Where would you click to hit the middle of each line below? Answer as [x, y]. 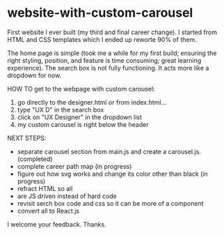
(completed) [35, 159]
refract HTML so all [45, 188]
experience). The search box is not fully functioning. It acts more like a [108, 68]
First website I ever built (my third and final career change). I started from [112, 32]
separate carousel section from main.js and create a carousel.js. [109, 151]
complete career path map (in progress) [74, 166]
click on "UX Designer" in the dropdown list [80, 117]
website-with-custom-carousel [100, 13]
